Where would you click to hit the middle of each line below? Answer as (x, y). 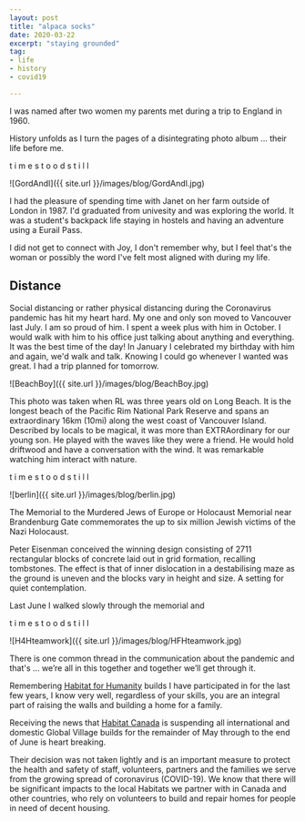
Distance (36, 286)
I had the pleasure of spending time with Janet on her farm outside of (140, 200)
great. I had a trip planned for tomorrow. (84, 366)
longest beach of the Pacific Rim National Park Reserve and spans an (139, 411)
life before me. (37, 147)
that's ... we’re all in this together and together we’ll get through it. (133, 668)
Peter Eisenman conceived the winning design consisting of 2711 (131, 549)
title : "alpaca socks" (52, 26)
